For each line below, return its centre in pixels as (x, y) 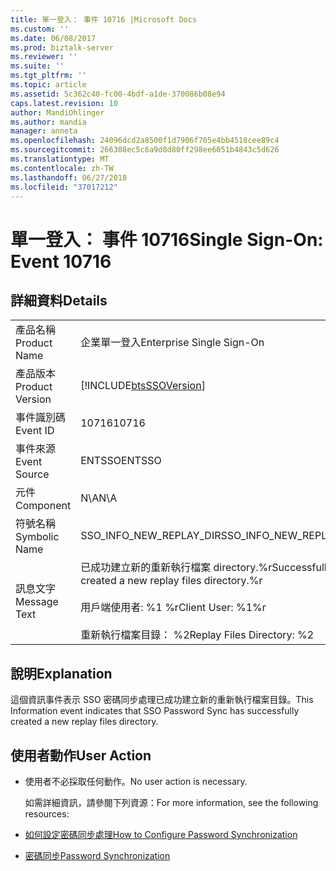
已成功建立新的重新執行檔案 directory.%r (176, 568)
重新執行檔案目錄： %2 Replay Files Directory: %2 (197, 635)
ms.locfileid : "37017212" (64, 187)
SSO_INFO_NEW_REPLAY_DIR (151, 536)
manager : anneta (44, 131)
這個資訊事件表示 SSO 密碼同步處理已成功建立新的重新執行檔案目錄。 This (162, 700)
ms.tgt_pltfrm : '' (48, 76)
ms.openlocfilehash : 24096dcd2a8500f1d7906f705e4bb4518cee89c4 (145, 141)
